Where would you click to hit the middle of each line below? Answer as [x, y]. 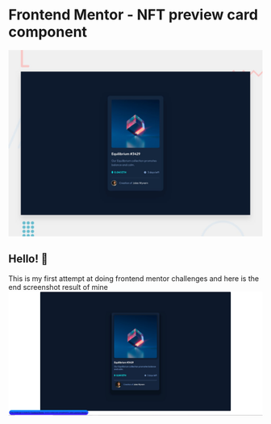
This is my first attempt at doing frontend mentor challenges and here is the [134, 278]
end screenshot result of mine [58, 287]
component [48, 32]
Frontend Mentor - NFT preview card [133, 15]
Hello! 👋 [28, 259]
